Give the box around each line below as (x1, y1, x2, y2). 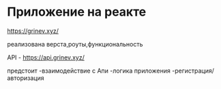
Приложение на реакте (7, 4, 147, 20)
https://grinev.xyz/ (7, 27, 59, 35)
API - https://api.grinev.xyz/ (7, 53, 85, 62)
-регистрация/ (171, 66, 215, 75)
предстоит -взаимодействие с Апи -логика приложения (7, 66, 171, 75)
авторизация (7, 73, 44, 82)
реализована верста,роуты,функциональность (7, 40, 143, 48)
